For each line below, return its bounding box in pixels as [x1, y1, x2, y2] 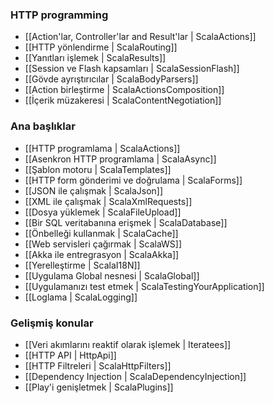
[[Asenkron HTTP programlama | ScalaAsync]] [24, 153, 217, 165]
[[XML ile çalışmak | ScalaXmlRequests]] [24, 195, 193, 207]
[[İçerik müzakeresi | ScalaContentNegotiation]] [24, 94, 222, 107]
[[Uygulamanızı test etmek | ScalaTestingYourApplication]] [24, 280, 265, 292]
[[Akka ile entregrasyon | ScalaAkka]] [24, 248, 180, 260]
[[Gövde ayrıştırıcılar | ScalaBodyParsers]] [24, 73, 199, 85]
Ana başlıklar [10, 119, 76, 133]
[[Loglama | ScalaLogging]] [24, 291, 138, 303]
